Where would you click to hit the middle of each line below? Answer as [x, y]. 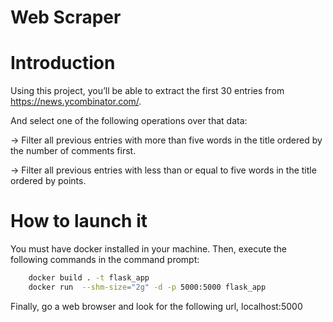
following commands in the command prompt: [105, 260]
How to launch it [79, 221]
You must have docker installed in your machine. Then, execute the [149, 249]
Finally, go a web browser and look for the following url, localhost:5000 [156, 306]
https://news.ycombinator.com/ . [76, 102]
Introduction [63, 63]
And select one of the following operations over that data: [129, 121]
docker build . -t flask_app [89, 278]
